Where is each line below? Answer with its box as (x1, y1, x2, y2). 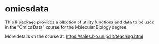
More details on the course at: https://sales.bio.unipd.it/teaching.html (5, 33, 143, 39)
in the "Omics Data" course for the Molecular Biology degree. (5, 24, 127, 30)
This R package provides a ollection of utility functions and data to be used (5, 19, 155, 25)
